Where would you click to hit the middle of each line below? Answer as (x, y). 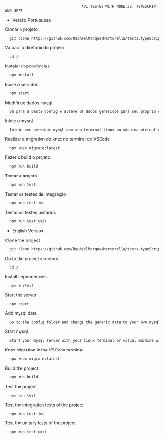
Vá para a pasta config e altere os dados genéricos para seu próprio (83, 111)
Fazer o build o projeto (28, 157)
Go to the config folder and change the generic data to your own (78, 322)
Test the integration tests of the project (44, 405)
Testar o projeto (21, 176)
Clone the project (22, 240)
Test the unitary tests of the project (41, 423)
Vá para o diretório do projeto (35, 47)
